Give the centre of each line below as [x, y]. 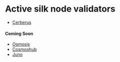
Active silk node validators [60, 9]
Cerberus [22, 22]
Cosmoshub [24, 49]
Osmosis [21, 44]
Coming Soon [19, 33]
